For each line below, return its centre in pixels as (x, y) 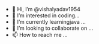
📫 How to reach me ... (40, 35)
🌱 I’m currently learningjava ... (49, 22)
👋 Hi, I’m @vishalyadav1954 (46, 9)
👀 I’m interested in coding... (46, 15)
